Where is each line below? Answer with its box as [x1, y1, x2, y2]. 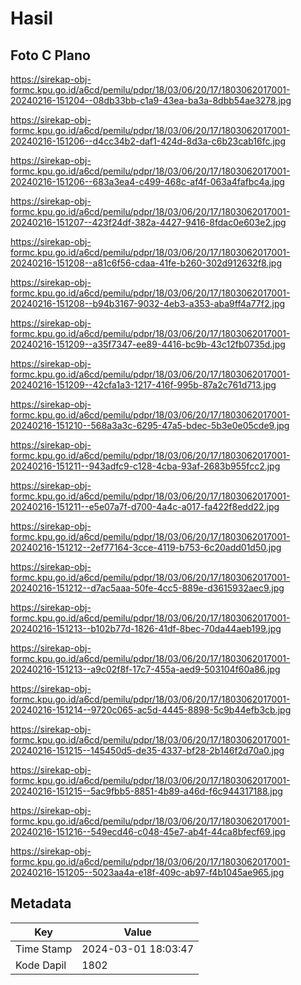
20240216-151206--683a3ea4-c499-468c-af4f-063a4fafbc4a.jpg [10, 176, 285, 187]
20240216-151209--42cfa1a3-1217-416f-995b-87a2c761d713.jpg [10, 379, 277, 391]
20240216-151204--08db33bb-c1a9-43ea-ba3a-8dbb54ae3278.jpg [10, 95, 292, 106]
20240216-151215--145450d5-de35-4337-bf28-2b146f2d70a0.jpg [10, 745, 285, 756]
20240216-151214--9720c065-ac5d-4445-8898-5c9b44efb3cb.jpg [10, 704, 292, 716]
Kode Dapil [15, 958, 67, 972]
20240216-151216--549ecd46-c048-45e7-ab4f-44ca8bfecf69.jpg [10, 826, 286, 837]
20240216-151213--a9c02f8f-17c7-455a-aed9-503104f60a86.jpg [10, 663, 281, 675]
